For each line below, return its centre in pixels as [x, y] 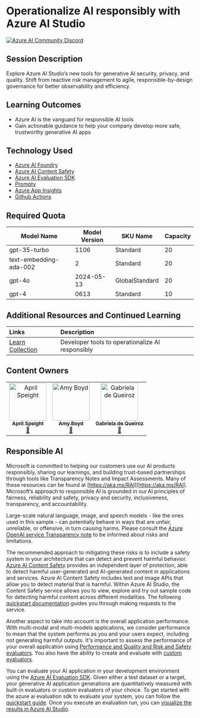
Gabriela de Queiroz [120, 423]
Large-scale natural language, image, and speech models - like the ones [95, 516]
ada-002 [22, 267]
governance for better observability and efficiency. [68, 86]
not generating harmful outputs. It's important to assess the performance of [99, 640]
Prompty [25, 184]
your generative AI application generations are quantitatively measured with [99, 683]
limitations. [20, 541]
